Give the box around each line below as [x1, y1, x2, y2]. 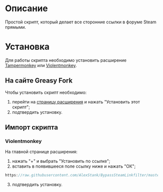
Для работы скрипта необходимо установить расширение [5, 57, 127, 63]
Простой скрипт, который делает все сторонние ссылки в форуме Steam [5, 19, 157, 25]
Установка [5, 41, 50, 52]
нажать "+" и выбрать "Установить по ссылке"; [12, 158, 111, 164]
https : [5, 173, 18, 178]
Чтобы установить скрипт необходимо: [5, 89, 87, 95]
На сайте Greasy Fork [5, 76, 73, 85]
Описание [5, 3, 48, 14]
